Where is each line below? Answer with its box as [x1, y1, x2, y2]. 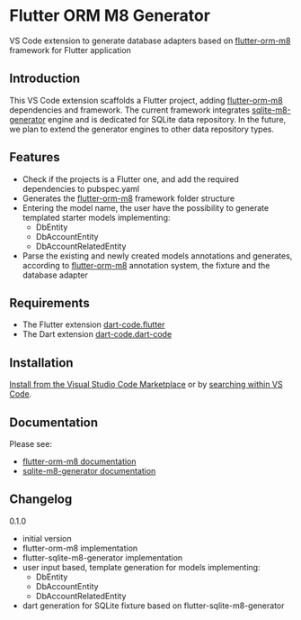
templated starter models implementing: [22, 212, 171, 223]
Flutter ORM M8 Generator [9, 5, 211, 26]
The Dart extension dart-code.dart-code [22, 329, 173, 340]
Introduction [9, 71, 81, 87]
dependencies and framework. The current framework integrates [9, 105, 250, 115]
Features [9, 150, 60, 165]
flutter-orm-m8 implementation [22, 542, 138, 553]
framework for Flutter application [9, 44, 132, 55]
